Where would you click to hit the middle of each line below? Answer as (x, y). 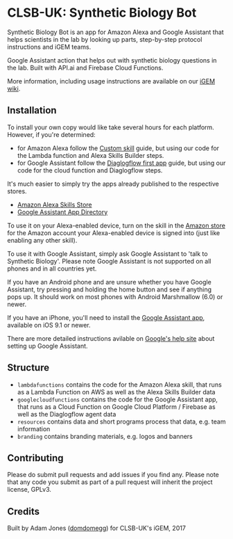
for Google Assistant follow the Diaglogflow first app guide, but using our (121, 163)
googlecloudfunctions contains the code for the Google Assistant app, (118, 399)
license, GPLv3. (29, 490)
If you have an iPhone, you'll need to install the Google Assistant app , (106, 317)
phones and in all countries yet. (52, 268)
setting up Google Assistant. (48, 346)
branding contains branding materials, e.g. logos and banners (105, 436)
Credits (24, 512)
